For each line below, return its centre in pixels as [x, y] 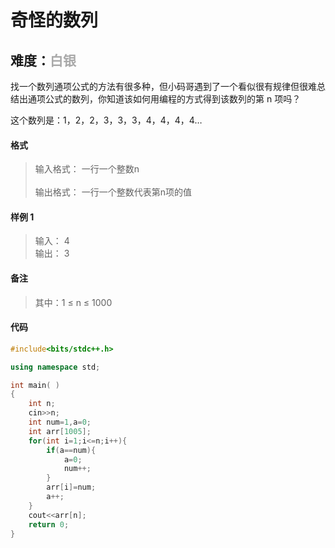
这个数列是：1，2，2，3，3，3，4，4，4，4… [106, 120]
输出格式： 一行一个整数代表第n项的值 [113, 192]
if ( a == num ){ [71, 450]
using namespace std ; [55, 367]
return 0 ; [49, 524]
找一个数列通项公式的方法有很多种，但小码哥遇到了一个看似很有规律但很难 [163, 86]
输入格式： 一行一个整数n [87, 169]
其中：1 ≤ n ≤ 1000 [73, 302]
